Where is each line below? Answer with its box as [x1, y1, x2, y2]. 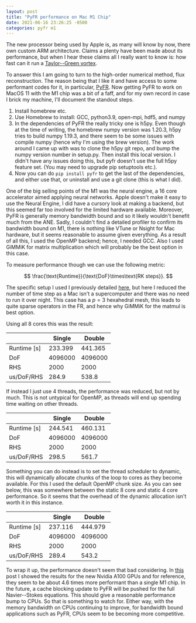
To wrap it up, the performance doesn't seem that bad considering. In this [6, 567, 184, 574]
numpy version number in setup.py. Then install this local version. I [14, 151, 176, 159]
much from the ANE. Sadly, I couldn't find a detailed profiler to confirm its [6, 218, 183, 226]
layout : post [6, 8, 38, 15]
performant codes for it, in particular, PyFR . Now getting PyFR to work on [6, 83, 183, 91]
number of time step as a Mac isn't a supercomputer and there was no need [6, 290, 190, 297]
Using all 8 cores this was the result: [6, 321, 94, 328]
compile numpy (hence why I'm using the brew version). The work [14, 139, 174, 146]
